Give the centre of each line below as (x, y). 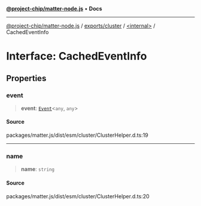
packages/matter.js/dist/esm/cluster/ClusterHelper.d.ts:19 (77, 135)
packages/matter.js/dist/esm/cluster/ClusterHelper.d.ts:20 (78, 196)
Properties (26, 78)
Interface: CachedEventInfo (77, 56)
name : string (38, 169)
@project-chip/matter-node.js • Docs (54, 9)
